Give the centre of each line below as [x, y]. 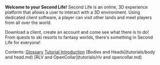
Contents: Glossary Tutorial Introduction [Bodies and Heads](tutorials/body [80, 52]
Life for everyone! [23, 43]
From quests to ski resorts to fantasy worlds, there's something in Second [79, 37]
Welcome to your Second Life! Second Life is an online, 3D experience [77, 7]
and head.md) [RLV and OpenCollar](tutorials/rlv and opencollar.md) [73, 57]
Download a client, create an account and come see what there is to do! [77, 32]
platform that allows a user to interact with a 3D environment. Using [72, 12]
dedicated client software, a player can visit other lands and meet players [79, 17]
